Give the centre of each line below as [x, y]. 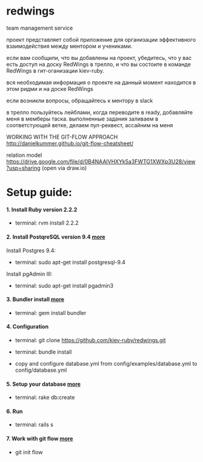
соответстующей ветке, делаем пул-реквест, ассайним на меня [90, 125]
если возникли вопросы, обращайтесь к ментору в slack [80, 101]
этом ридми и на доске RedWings [50, 88]
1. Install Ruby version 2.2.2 [42, 210]
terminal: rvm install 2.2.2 [47, 223]
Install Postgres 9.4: [31, 250]
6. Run [15, 411]
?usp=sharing [23, 168]
